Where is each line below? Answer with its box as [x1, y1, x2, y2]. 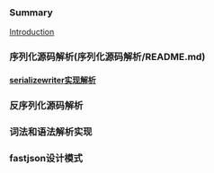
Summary [9, 6, 54, 19]
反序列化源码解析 [9, 99, 84, 111]
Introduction [9, 27, 55, 38]
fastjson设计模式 [9, 151, 84, 164]
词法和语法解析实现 [9, 125, 93, 138]
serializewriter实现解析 [9, 74, 96, 85]
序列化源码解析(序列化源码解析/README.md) [9, 51, 206, 64]
